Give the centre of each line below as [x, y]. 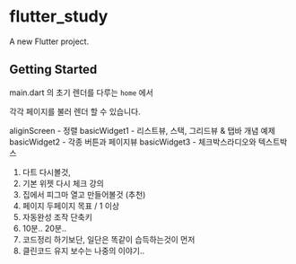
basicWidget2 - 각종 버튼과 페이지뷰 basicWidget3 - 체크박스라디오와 [133, 142]
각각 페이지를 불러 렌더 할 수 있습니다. [75, 111]
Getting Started [53, 70]
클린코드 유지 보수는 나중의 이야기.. [83, 251]
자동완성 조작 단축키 [57, 216]
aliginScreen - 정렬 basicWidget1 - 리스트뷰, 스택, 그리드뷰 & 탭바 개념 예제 [143, 130]
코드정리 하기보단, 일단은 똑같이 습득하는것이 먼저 [109, 239]
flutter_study [59, 17]
